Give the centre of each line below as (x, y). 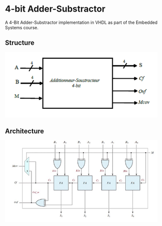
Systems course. (22, 27)
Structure (20, 43)
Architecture (25, 131)
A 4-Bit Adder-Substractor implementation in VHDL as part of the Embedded (81, 22)
